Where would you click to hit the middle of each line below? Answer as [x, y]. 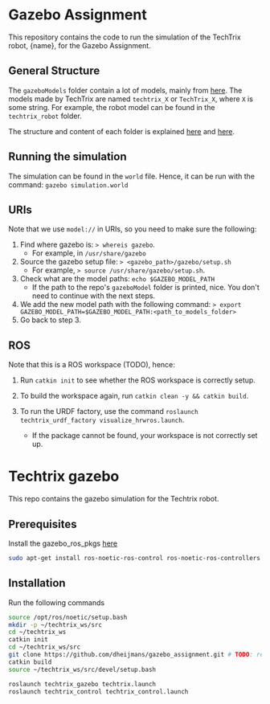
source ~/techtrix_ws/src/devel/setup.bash [82, 669]
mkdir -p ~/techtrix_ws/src [55, 624]
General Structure [54, 71]
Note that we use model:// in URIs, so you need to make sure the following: [133, 229]
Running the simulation [67, 157]
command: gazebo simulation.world [68, 184]
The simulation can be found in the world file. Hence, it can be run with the [132, 176]
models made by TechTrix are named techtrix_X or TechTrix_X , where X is [131, 99]
